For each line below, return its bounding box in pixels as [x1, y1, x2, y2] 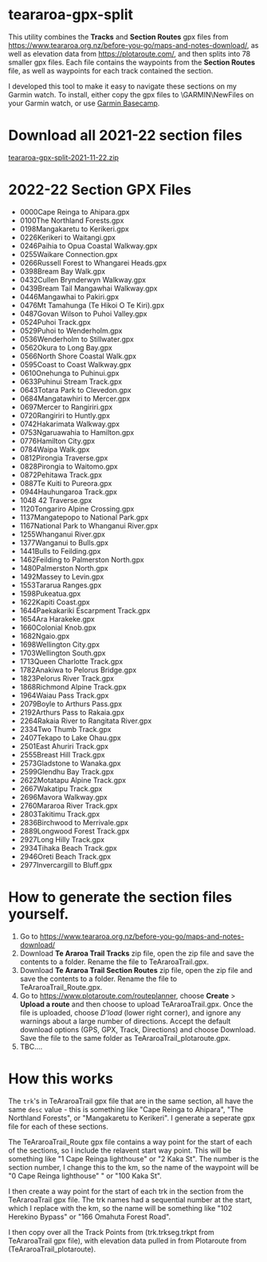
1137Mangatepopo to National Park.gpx [19, 512, 149, 522]
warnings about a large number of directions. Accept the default [19, 1016, 231, 1026]
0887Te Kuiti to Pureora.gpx [19, 478, 112, 488]
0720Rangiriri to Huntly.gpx [19, 410, 110, 420]
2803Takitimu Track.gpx [19, 809, 100, 819]
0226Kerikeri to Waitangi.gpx [19, 232, 116, 242]
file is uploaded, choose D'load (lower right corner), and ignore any [19, 1007, 241, 1017]
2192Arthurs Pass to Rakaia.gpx [19, 707, 125, 717]
